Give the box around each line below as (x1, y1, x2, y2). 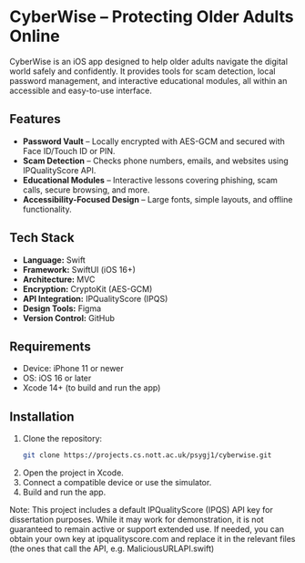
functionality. (22, 203, 72, 214)
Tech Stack (9, 230, 75, 245)
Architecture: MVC (22, 274, 96, 285)
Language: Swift (22, 254, 86, 266)
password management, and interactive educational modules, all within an (9, 75, 288, 86)
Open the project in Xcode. (22, 467, 125, 478)
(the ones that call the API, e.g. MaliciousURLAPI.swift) (9, 543, 215, 554)
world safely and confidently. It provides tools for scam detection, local (9, 66, 276, 77)
